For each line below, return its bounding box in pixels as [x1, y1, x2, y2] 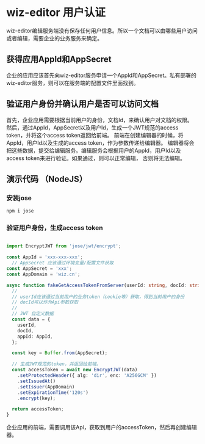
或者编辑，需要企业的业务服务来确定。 [6, 34, 103, 42]
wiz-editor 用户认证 [6, 5, 106, 20]
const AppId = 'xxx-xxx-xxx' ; [6, 254, 84, 260]
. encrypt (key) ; [17, 395, 56, 401]
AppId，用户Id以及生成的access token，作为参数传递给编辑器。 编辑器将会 [6, 139, 195, 147]
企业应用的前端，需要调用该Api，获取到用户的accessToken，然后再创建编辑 [6, 424, 197, 431]
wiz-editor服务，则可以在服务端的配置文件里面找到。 [6, 79, 139, 86]
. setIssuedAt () [17, 378, 56, 384]
